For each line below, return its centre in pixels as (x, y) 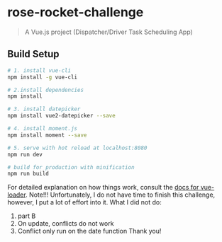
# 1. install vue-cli (39, 70)
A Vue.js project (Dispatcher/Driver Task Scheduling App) (109, 32)
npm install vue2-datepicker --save (61, 116)
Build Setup (33, 54)
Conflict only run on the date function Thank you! (89, 231)
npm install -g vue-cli (43, 77)
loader (17, 195)
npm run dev (25, 154)
